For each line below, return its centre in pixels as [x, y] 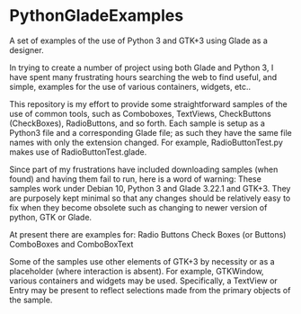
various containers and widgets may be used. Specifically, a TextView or [144, 281]
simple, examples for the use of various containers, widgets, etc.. [130, 86]
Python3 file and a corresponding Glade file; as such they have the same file [150, 132]
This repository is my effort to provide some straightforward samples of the [148, 103]
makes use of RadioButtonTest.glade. [78, 152]
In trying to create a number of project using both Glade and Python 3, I [142, 67]
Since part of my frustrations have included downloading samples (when [144, 169]
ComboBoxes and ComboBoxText [71, 244]
